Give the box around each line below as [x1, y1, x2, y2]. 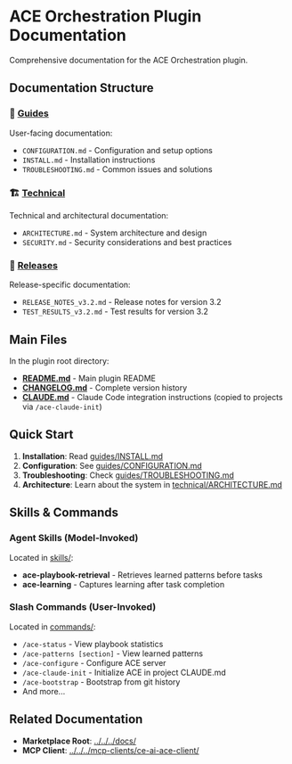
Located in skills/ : [9, 552, 74, 563]
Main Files [9, 332, 68, 347]
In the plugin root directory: [9, 356, 109, 366]
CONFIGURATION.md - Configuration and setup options [21, 144, 214, 155]
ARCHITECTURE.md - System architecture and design [21, 227, 207, 238]
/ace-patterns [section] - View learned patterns [21, 648, 204, 659]
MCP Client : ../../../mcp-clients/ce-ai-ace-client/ [21, 744, 199, 755]
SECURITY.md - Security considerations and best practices [21, 236, 232, 247]
